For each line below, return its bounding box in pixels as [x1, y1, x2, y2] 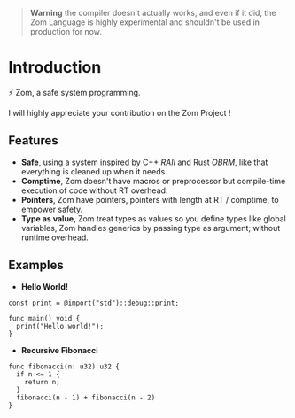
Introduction [8, 58, 102, 78]
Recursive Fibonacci [20, 344, 98, 355]
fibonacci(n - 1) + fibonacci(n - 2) [16, 393, 156, 402]
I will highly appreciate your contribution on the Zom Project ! [8, 107, 231, 118]
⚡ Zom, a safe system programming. [8, 87, 141, 97]
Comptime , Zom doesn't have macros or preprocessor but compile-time [20, 175, 286, 186]
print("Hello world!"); [16, 321, 104, 330]
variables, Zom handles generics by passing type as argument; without [20, 222, 281, 233]
